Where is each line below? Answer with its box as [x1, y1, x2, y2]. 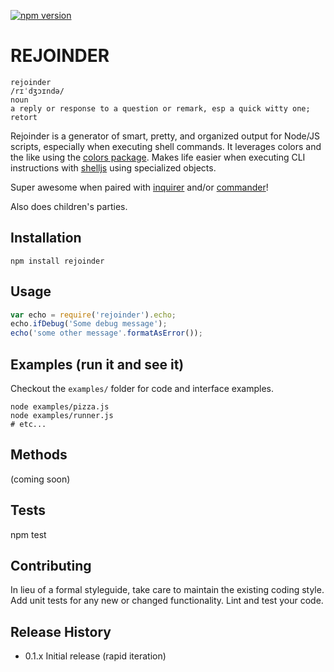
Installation [10, 230, 82, 247]
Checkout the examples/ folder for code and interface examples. [10, 383, 274, 394]
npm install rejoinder [10, 256, 105, 266]
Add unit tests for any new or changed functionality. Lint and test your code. [10, 595, 324, 607]
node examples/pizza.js [10, 402, 110, 412]
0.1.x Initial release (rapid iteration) [24, 650, 167, 662]
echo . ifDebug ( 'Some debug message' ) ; [10, 319, 168, 329]
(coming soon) [10, 473, 71, 485]
